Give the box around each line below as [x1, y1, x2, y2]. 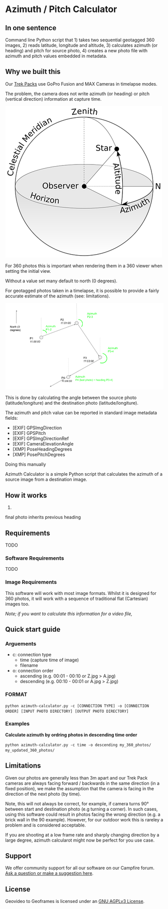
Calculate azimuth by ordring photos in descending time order [5, 731, 137, 738]
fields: [5, 415, 19, 421]
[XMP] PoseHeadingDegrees [12, 446, 72, 452]
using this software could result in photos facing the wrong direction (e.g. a [5, 811, 160, 817]
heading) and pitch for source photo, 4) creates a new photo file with [5, 48, 148, 53]
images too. [5, 600, 30, 607]
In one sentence [5, 24, 57, 32]
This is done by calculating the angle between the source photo [5, 395, 137, 401]
